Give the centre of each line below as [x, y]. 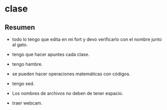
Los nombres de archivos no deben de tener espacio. [68, 93]
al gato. [20, 45]
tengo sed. [23, 84]
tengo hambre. [27, 64]
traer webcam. [27, 103]
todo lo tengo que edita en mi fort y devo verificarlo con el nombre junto [87, 39]
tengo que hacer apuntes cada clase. [51, 54]
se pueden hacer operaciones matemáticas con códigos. [71, 74]
